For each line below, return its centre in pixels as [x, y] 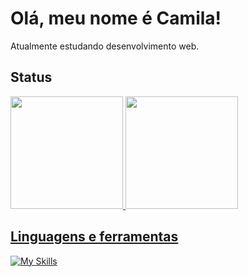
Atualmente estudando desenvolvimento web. [105, 46]
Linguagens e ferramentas [94, 237]
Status [31, 77]
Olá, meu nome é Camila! [116, 18]
